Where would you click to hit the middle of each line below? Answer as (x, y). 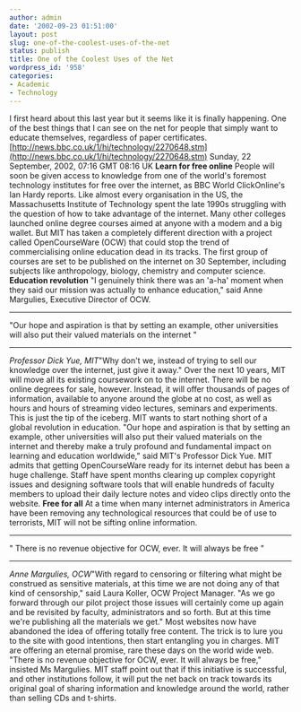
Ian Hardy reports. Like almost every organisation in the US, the (126, 195)
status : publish (39, 51)
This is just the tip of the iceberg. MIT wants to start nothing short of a (138, 417)
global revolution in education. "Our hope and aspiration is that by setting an (150, 427)
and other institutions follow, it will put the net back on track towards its (141, 679)
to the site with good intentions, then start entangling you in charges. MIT (145, 640)
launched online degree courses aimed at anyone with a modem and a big (146, 223)
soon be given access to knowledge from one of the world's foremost (138, 175)
